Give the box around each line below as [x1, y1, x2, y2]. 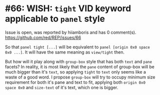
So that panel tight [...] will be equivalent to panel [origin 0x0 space [5, 44, 150, 50]
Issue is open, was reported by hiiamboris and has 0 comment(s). [5, 29, 137, 35]
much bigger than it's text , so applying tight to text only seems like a [5, 69, 146, 75]
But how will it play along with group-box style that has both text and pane [5, 58, 152, 64]
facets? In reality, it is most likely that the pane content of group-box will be [5, 64, 155, 70]
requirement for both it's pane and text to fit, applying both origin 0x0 [5, 79, 146, 85]
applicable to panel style [5, 13, 106, 24]
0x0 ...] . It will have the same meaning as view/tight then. [5, 49, 125, 55]
